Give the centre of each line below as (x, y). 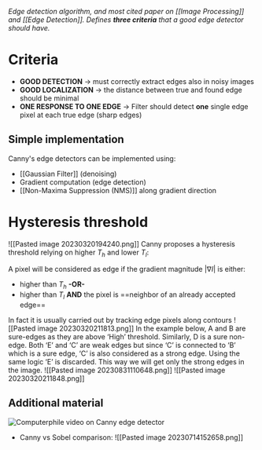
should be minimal (49, 98)
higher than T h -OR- (52, 285)
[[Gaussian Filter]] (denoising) (68, 174)
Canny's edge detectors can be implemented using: (92, 158)
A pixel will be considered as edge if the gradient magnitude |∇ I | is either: (127, 269)
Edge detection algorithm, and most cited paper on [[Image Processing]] (126, 11)
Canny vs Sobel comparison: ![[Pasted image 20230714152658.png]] (131, 437)
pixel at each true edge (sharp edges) (81, 115)
